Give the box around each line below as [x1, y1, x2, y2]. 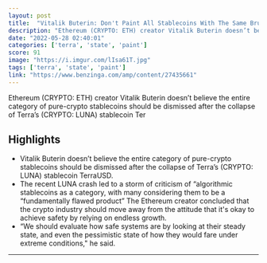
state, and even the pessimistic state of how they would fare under [19, 230, 238, 240]
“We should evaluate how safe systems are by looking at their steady [19, 222, 246, 231]
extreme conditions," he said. [19, 238, 116, 248]
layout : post [8, 11, 52, 20]
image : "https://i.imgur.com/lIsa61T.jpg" [8, 57, 151, 65]
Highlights [8, 133, 61, 147]
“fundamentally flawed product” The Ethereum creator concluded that [19, 196, 250, 206]
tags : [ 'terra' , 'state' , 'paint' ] [8, 64, 126, 72]
